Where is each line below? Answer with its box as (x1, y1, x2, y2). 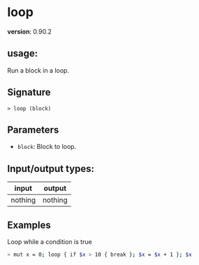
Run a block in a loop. (7, 66, 70, 74)
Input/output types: (7, 162, 95, 175)
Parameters (7, 124, 59, 136)
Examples (7, 219, 51, 231)
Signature (7, 87, 51, 99)
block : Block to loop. (17, 143, 77, 151)
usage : (7, 48, 38, 59)
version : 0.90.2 (7, 27, 52, 36)
